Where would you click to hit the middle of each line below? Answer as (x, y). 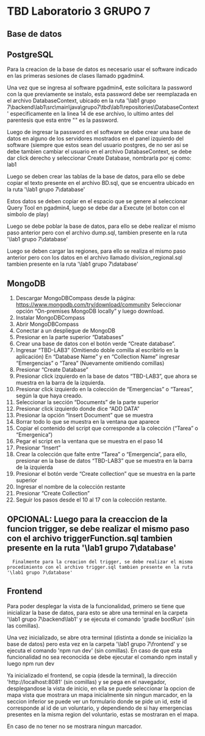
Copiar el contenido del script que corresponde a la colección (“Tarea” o (107, 428)
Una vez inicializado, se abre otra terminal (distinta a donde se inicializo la (100, 637)
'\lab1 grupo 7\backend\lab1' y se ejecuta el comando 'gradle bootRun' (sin (101, 619)
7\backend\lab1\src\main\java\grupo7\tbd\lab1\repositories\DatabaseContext (103, 107)
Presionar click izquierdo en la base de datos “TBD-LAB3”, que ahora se (106, 376)
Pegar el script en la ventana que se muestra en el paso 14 (89, 441)
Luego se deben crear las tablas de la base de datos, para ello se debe (96, 176)
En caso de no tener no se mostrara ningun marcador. (75, 726)
